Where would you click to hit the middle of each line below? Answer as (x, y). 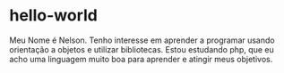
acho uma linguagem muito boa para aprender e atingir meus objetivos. (141, 59)
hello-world (54, 16)
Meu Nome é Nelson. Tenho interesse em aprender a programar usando (142, 40)
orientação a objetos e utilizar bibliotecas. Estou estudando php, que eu (142, 49)
